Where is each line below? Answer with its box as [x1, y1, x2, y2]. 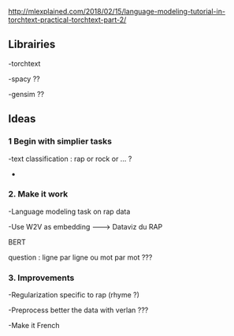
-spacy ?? [8, 74, 41, 84]
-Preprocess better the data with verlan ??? [8, 305, 149, 315]
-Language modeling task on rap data [8, 207, 131, 216]
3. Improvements [8, 272, 75, 283]
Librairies [8, 38, 56, 51]
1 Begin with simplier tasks [8, 136, 113, 147]
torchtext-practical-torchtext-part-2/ [8, 15, 127, 24]
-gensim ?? [8, 89, 45, 99]
